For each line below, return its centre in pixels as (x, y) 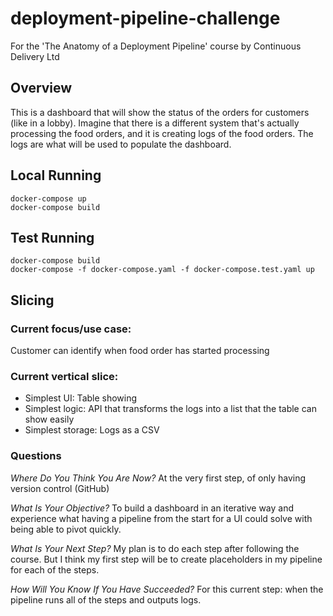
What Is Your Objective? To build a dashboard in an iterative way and (152, 508)
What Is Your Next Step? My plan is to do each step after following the (155, 548)
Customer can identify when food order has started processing (140, 351)
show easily (49, 419)
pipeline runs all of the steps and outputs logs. (106, 599)
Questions (36, 456)
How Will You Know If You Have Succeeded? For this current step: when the (167, 589)
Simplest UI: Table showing (81, 398)
